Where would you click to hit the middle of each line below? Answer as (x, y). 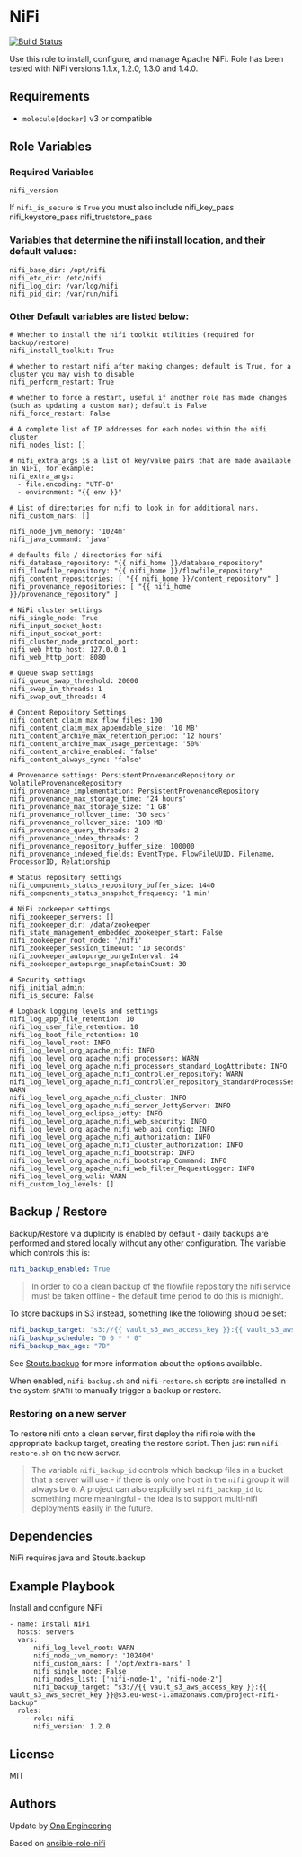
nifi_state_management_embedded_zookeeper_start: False (116, 933)
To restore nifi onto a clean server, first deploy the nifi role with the (133, 1433)
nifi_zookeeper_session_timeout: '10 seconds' (98, 949)
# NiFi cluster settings (56, 610)
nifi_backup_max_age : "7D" (60, 1346)
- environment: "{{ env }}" (70, 493)
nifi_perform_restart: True (62, 382)
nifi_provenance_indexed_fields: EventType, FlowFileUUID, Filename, (142, 854)
